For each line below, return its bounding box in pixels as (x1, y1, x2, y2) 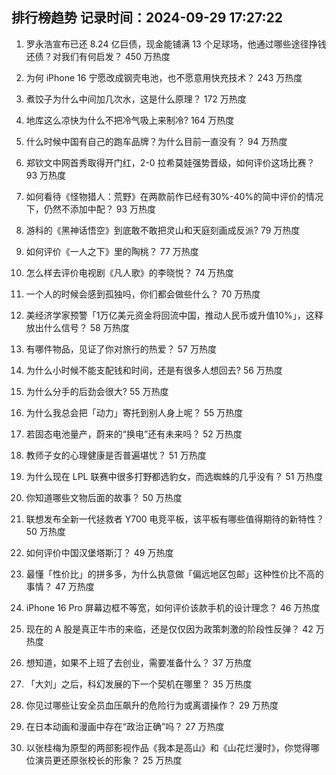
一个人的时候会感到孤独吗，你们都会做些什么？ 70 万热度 (25, 288, 261, 300)
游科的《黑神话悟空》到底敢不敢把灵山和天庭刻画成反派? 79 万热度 (25, 224, 301, 236)
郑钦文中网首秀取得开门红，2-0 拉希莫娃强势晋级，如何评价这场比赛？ (25, 156, 316, 168)
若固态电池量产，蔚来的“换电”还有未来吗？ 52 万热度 (25, 428, 243, 440)
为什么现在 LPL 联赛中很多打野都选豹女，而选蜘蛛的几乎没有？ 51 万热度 (25, 470, 324, 482)
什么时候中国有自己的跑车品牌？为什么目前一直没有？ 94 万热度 (25, 135, 288, 147)
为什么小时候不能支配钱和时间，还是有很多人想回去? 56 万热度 (25, 364, 283, 376)
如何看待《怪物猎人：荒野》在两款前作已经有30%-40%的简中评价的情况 (25, 190, 324, 202)
